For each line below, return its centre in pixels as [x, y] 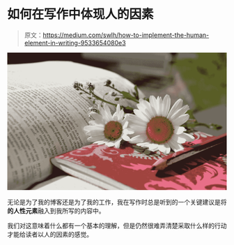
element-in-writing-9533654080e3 [75, 43]
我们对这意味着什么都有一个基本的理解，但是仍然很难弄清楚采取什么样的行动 [117, 225]
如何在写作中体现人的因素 [81, 14]
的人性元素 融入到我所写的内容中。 [56, 211]
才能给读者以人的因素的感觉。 [50, 234]
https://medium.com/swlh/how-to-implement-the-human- [126, 35]
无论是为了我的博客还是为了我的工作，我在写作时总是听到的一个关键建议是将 [117, 202]
